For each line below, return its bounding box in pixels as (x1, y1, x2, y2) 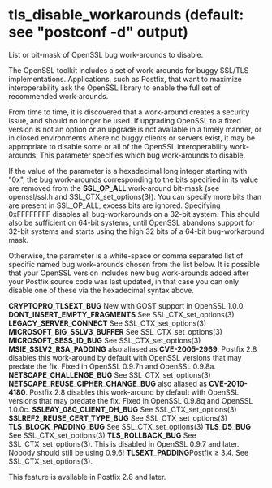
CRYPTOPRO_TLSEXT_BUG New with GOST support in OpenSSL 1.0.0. (8, 300, 245, 310)
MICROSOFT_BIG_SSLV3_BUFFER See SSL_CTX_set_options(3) (8, 326, 223, 336)
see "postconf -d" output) (8, 23, 189, 41)
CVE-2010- (208, 378, 248, 388)
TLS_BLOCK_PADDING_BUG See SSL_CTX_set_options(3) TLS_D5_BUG (8, 421, 252, 431)
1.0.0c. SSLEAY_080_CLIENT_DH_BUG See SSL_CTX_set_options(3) (8, 404, 237, 414)
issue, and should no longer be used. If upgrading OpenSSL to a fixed (8, 115, 242, 125)
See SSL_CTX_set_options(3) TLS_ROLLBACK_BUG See (8, 430, 196, 440)
